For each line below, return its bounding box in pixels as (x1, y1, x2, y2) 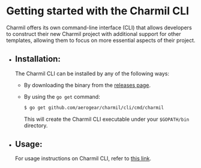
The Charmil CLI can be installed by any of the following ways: (14, 70, 170, 77)
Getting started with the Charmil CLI (6, 4, 190, 18)
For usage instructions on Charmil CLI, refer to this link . (14, 155, 152, 162)
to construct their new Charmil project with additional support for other (6, 30, 181, 37)
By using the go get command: (23, 93, 100, 100)
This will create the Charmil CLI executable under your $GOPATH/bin (23, 115, 190, 123)
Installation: (14, 54, 61, 64)
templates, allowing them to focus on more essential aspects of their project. (6, 36, 196, 44)
